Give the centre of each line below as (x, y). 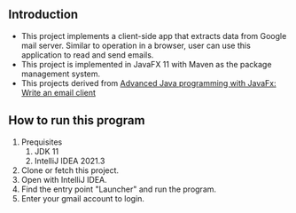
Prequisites (42, 142)
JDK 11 (47, 151)
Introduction (43, 15)
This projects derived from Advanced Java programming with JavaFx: (148, 83)
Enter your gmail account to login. (83, 198)
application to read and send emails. (87, 55)
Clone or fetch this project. (70, 170)
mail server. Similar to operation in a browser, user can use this (136, 45)
